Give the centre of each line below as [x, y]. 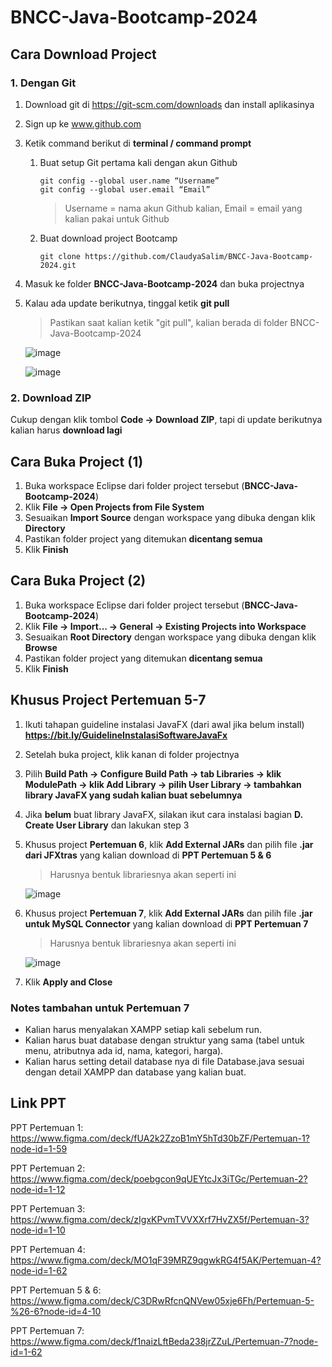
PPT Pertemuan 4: [48, 1249]
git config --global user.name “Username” [129, 181]
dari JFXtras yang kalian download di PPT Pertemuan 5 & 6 [148, 855]
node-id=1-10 [38, 1230]
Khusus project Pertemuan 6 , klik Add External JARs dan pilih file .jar [169, 844]
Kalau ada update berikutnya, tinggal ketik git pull [127, 303]
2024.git [58, 265]
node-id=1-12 [38, 1189]
